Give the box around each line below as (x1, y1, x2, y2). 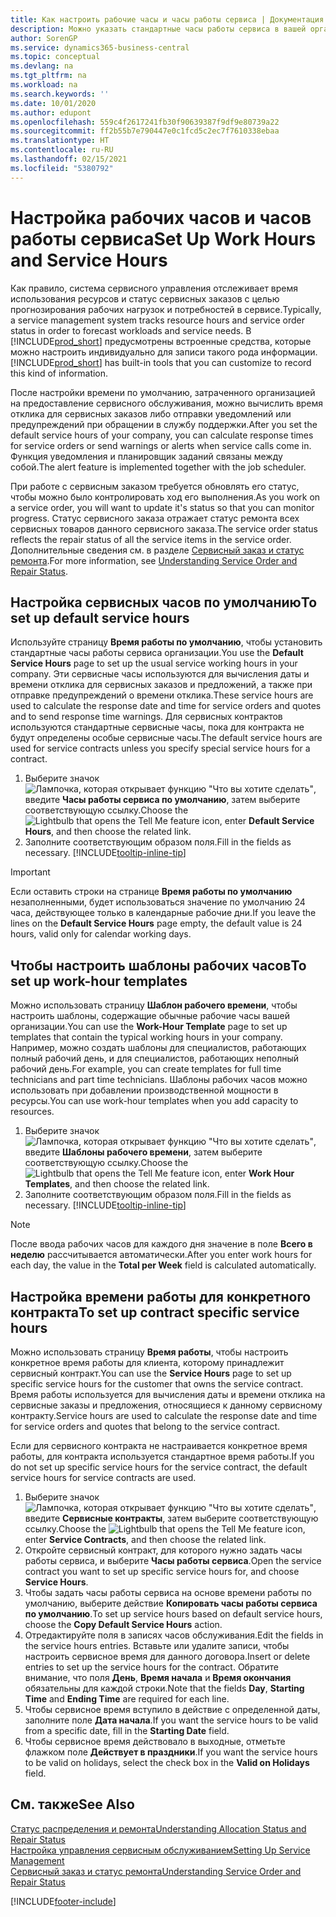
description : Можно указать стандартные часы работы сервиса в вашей (10, 24, 307, 34)
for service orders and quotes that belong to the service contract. (10, 1421, 281, 1432)
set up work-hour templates (10, 972, 188, 990)
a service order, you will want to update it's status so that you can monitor (10, 501, 315, 513)
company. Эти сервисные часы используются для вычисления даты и (10, 668, 310, 680)
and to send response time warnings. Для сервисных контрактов (10, 711, 283, 723)
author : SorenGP (10, 33, 78, 43)
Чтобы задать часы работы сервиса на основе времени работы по (24, 1587, 312, 1598)
